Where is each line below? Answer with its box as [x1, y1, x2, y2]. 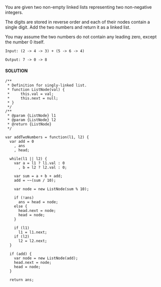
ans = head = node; [18, 200, 58, 205]
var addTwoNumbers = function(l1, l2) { [5, 135, 90, 140]
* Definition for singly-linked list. [7, 83, 87, 88]
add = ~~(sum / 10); [14, 178, 56, 183]
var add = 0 [9, 139, 34, 144]
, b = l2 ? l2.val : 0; [18, 165, 67, 170]
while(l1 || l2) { [9, 157, 48, 162]
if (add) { [9, 251, 32, 256]
